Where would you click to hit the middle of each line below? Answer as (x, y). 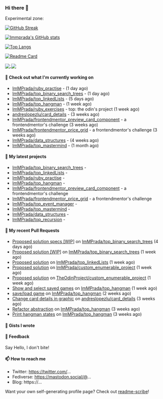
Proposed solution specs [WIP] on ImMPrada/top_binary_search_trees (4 (85, 242)
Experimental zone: (24, 19)
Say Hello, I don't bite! (27, 347)
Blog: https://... (27, 382)
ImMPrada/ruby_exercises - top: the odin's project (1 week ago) (76, 109)
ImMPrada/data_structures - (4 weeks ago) (55, 140)
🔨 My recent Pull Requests (32, 231)
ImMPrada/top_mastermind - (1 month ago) (55, 145)
